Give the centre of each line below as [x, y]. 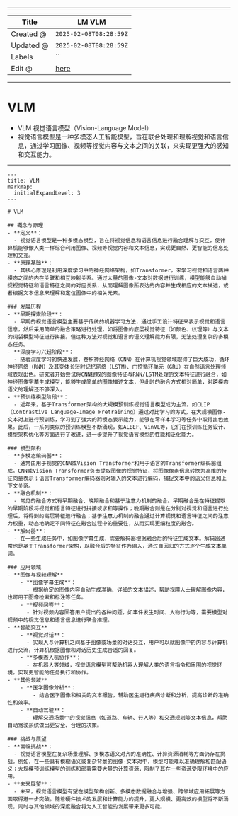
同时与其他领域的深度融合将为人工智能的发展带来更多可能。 [91, 806]
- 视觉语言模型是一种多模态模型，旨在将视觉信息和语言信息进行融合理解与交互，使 [117, 240]
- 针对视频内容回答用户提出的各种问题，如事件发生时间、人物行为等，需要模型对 [127, 612]
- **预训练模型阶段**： [38, 397]
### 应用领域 [24, 567]
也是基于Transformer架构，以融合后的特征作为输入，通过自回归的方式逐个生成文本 [117, 546]
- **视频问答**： [43, 605]
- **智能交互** [28, 627]
